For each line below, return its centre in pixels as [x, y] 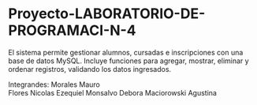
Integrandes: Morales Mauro [54, 84]
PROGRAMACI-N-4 [72, 30]
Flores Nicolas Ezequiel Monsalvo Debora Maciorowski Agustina [112, 92]
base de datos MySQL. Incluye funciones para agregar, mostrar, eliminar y [129, 61]
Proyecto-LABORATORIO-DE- [107, 14]
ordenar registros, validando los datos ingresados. [90, 69]
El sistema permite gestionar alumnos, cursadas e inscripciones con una [126, 52]
